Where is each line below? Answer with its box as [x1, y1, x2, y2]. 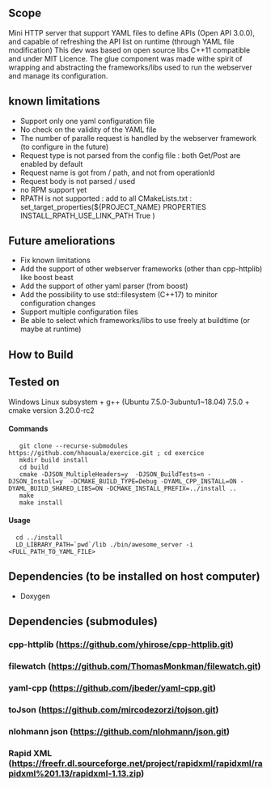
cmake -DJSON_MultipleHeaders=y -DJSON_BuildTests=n [19, 470, 205, 479]
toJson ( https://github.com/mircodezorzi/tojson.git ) [8, 704, 219, 715]
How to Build [8, 347, 74, 361]
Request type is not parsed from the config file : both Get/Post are [19, 150, 241, 160]
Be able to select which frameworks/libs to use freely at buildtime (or [19, 316, 251, 325]
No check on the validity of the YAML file [19, 125, 157, 134]
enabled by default [19, 159, 83, 168]
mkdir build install [19, 456, 89, 464]
